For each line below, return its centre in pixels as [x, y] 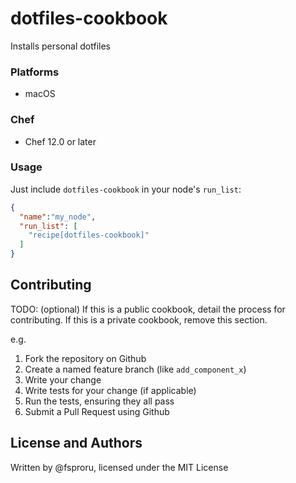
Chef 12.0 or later [60, 141]
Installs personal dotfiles [61, 46]
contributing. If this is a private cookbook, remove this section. [139, 319]
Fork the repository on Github [85, 358]
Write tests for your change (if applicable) [110, 390]
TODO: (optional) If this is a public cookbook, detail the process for [148, 309]
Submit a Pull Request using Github [97, 411]
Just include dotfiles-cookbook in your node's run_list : [126, 189]
